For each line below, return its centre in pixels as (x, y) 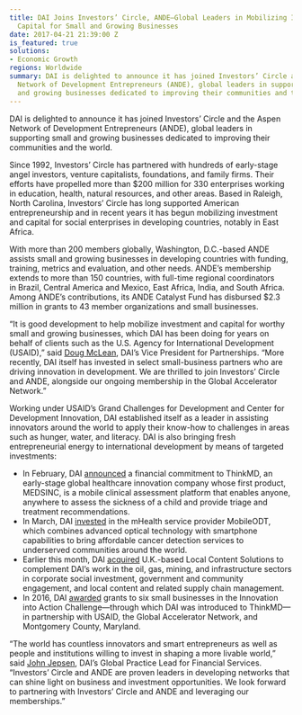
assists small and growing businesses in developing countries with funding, (149, 258)
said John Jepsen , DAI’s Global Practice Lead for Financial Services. (136, 663)
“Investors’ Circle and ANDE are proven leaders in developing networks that (150, 672)
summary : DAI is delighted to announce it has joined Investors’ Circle (148, 76)
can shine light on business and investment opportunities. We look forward (148, 682)
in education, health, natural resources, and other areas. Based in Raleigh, (146, 193)
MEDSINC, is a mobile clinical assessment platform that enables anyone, (156, 492)
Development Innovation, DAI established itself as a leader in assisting (139, 417)
